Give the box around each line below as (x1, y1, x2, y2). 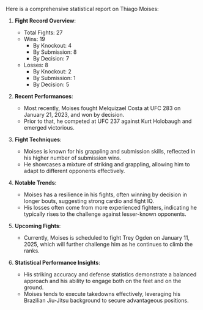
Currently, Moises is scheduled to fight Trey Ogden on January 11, (23, 234, 190, 241)
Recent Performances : (14, 93, 73, 100)
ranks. (23, 247, 40, 254)
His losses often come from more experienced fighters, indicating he (23, 204, 197, 211)
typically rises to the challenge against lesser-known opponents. (23, 210, 187, 218)
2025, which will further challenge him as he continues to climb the (23, 241, 193, 248)
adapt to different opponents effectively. (23, 168, 125, 174)
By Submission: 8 (32, 48, 77, 56)
